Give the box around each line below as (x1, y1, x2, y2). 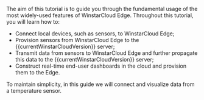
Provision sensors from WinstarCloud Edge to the (15, 37, 139, 43)
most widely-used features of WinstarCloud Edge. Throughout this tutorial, (6, 12, 194, 19)
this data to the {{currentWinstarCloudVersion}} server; (15, 56, 154, 63)
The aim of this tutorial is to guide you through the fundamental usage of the (6, 5, 198, 12)
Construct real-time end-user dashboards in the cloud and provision (15, 62, 187, 70)
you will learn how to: (6, 18, 60, 25)
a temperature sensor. (6, 87, 62, 94)
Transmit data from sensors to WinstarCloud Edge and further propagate (15, 49, 198, 57)
